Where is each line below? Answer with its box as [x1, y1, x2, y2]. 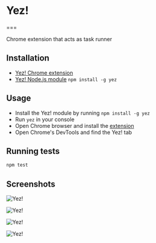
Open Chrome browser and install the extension [15, 122, 134, 129]
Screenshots [6, 179, 56, 189]
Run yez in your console [15, 116, 74, 123]
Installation [6, 53, 50, 64]
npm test [6, 162, 28, 168]
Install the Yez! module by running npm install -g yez [15, 109, 150, 116]
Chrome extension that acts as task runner [6, 35, 112, 42]
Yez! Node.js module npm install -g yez [15, 75, 117, 82]
